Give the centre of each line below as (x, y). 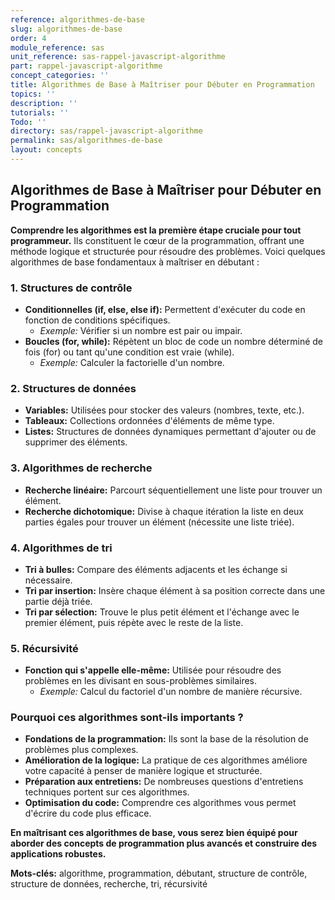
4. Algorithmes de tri (61, 548)
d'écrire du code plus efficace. (88, 813)
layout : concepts (46, 150)
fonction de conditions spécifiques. (97, 320)
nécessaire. (48, 580)
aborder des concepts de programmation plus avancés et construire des (164, 843)
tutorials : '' (40, 112)
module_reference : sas (57, 47)
